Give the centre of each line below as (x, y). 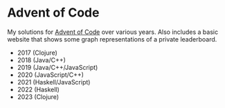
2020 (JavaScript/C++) (51, 75)
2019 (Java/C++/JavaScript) (57, 67)
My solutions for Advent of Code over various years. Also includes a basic (113, 32)
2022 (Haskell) (38, 89)
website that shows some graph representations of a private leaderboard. (112, 39)
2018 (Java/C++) (41, 60)
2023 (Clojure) (38, 97)
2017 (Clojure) (37, 53)
